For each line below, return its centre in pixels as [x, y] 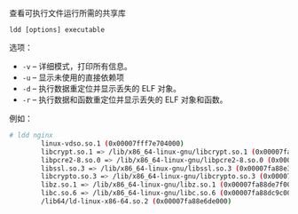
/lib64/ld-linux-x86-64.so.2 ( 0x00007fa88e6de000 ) [137, 202]
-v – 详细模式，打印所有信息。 [77, 66]
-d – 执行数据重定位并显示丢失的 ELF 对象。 [102, 88]
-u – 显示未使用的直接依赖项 [73, 77]
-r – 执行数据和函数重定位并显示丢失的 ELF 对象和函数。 [125, 99]
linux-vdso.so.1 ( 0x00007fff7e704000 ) [113, 143]
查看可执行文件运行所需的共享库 [67, 13]
